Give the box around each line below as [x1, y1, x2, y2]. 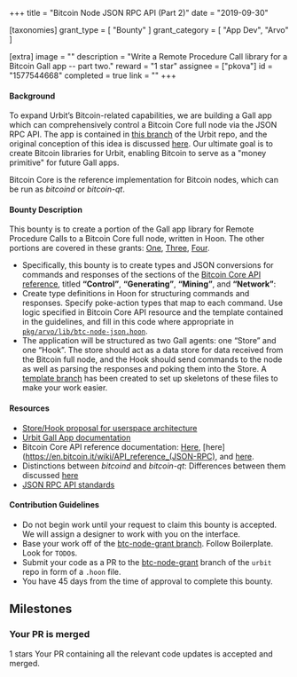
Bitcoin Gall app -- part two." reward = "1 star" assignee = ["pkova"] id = [9, 61, 273, 71]
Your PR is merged [9, 628, 90, 641]
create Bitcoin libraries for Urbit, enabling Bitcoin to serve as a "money [9, 148, 267, 159]
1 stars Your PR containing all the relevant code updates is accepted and [9, 648, 273, 659]
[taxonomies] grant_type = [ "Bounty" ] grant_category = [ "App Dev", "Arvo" [9, 25, 289, 35]
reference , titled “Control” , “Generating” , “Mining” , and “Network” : [21, 279, 277, 289]
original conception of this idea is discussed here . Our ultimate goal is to [9, 138, 273, 149]
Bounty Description [9, 204, 82, 215]
